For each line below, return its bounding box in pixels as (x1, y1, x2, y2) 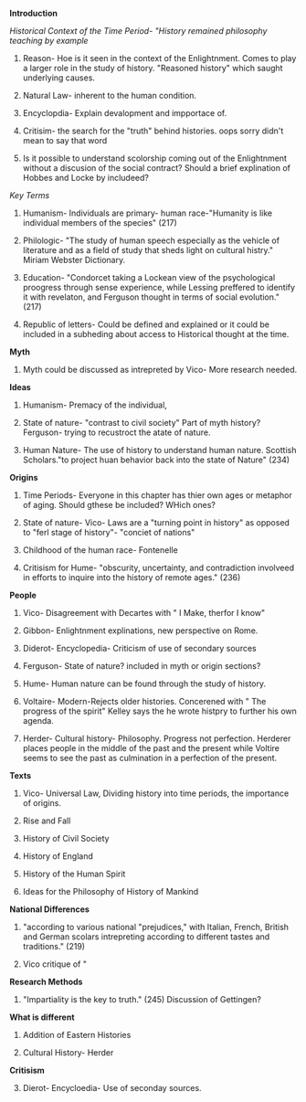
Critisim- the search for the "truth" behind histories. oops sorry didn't (22, 125, 284, 136)
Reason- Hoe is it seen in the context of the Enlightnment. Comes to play (22, 53, 297, 63)
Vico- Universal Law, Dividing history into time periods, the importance (22, 788, 290, 799)
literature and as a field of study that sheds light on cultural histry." (22, 245, 274, 255)
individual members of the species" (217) (22, 217, 178, 228)
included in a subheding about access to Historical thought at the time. (22, 329, 290, 339)
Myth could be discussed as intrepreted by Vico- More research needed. (22, 365, 298, 375)
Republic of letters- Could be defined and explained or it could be (22, 319, 270, 330)
